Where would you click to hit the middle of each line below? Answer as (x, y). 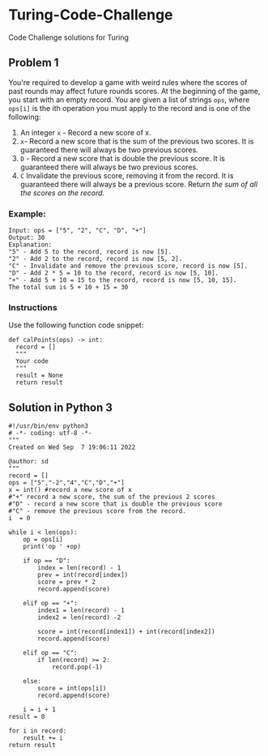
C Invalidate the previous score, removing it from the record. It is (127, 175)
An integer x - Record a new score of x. (85, 132)
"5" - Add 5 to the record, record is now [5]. (90, 252)
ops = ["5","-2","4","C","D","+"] (67, 483)
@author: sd (28, 462)
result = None (39, 376)
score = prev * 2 (66, 582)
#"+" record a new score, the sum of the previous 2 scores (112, 497)
